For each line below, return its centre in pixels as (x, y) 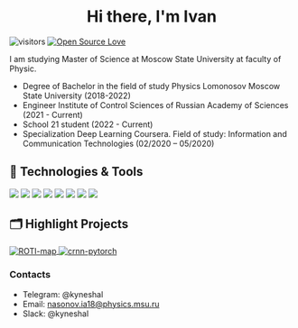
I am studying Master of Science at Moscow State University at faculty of (145, 59)
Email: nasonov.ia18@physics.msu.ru (91, 304)
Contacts (30, 275)
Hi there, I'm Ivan (152, 17)
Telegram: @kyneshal (63, 294)
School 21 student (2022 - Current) (88, 124)
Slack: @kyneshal (56, 314)
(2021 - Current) (52, 114)
